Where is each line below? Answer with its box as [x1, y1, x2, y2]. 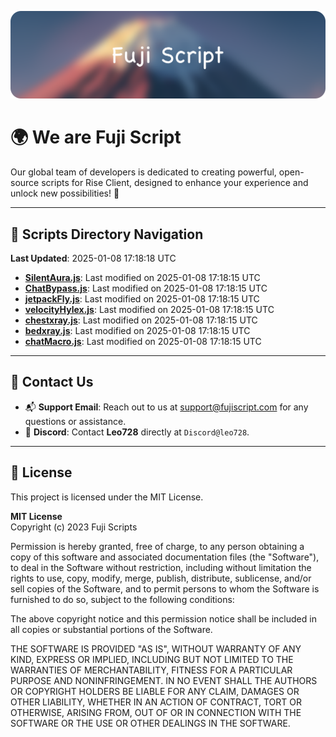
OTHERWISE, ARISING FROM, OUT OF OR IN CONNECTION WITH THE [10, 706, 302, 718]
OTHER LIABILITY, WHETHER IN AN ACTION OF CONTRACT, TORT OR [10, 696, 302, 708]
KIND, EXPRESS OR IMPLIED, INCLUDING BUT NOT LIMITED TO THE [10, 653, 294, 665]
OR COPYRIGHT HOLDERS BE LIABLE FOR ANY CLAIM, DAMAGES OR [10, 685, 300, 697]
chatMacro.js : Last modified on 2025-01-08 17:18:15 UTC [24, 336, 262, 348]
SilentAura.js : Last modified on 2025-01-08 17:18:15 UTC [24, 272, 261, 284]
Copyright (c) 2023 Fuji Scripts [10, 521, 138, 533]
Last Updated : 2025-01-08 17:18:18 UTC [10, 252, 177, 265]
